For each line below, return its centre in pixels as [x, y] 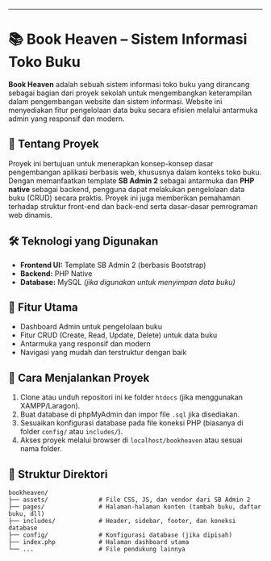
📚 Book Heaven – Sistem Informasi [128, 39]
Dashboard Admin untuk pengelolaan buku [91, 327]
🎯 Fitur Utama [43, 307]
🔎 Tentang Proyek [54, 144]
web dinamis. [31, 215]
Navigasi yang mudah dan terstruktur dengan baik [103, 353]
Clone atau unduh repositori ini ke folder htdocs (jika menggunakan [131, 397]
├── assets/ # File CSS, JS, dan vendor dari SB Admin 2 [129, 500]
